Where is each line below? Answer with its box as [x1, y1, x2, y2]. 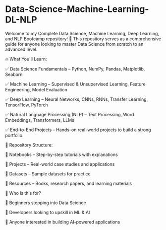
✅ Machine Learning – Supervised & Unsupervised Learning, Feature [5, 81, 146, 87]
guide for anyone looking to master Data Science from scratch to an [5, 41, 144, 47]
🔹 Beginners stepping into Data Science [5, 200, 86, 206]
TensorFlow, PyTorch [5, 102, 48, 108]
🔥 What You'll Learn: [5, 56, 47, 62]
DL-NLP [5, 14, 37, 25]
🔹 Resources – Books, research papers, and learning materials [5, 180, 132, 186]
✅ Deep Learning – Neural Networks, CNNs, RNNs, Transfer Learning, [5, 96, 148, 102]
